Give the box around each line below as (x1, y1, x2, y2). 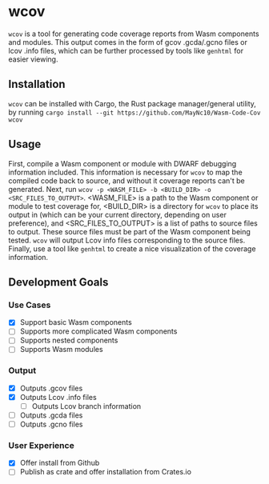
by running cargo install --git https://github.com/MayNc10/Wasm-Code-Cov (8, 107, 261, 117)
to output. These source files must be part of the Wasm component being (8, 226, 251, 236)
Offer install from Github (19, 458, 100, 468)
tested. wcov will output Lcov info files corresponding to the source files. (8, 235, 246, 245)
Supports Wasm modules (19, 345, 103, 354)
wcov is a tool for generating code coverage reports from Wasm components (8, 29, 259, 38)
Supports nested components (19, 335, 118, 346)
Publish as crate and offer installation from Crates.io (19, 467, 192, 477)
